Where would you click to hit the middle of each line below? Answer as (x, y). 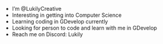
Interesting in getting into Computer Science (67, 15)
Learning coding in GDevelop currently (60, 21)
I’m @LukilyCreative (37, 9)
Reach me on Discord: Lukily (47, 34)
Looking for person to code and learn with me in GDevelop (85, 28)
